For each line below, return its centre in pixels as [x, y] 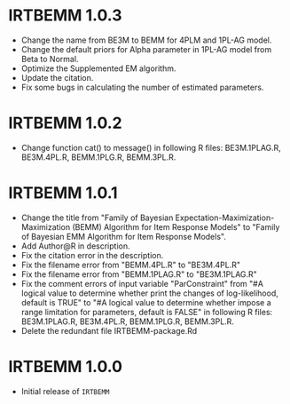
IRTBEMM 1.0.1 [63, 193]
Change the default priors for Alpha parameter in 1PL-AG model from [146, 49]
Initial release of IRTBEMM [65, 391]
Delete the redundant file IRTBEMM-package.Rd [109, 330]
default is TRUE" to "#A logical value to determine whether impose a [146, 302]
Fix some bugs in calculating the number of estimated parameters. [142, 87]
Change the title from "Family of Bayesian [97, 218]
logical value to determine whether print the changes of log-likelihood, [149, 293]
